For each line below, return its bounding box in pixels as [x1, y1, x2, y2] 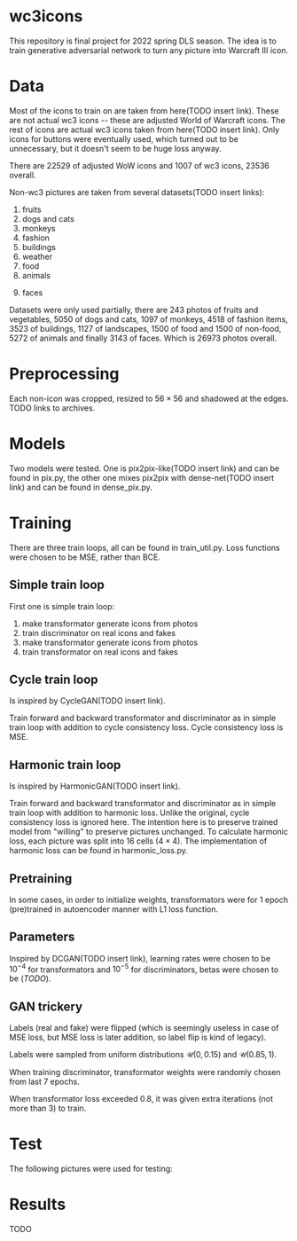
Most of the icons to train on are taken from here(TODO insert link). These [9, 105, 279, 116]
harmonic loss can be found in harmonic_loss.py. [9, 845, 189, 856]
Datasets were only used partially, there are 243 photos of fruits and [9, 304, 259, 315]
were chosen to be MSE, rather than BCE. [9, 552, 161, 562]
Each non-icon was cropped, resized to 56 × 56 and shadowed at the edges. [9, 393, 289, 404]
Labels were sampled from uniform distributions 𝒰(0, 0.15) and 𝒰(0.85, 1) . [9, 1049, 277, 1060]
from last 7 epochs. [9, 1076, 80, 1088]
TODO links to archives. [9, 402, 96, 413]
